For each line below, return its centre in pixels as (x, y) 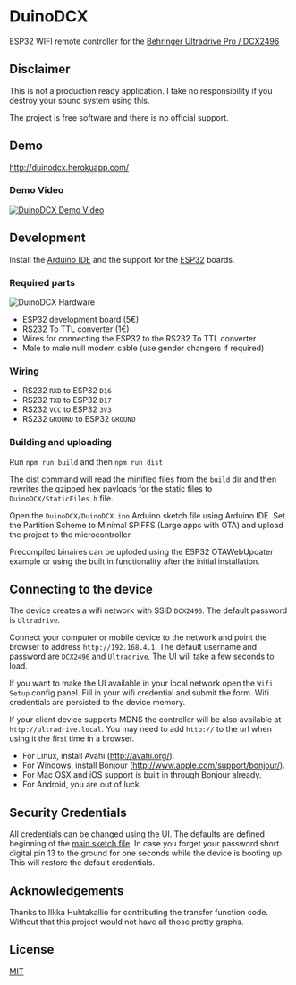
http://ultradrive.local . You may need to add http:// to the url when (141, 729)
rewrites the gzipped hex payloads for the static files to (111, 488)
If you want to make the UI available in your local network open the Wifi (141, 683)
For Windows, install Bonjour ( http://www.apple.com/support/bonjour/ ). (153, 765)
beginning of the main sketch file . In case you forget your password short (144, 844)
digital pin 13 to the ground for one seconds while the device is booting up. (147, 853)
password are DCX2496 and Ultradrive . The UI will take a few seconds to (142, 657)
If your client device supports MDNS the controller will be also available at (145, 720)
